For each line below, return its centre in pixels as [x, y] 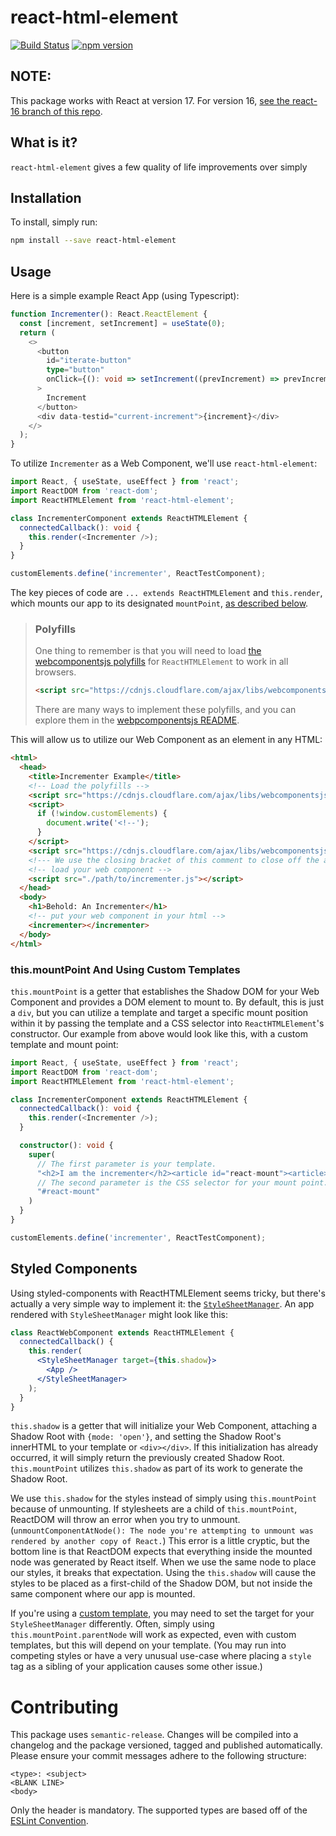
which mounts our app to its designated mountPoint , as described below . [159, 603]
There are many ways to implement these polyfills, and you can [165, 710]
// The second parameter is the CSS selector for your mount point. [182, 1182]
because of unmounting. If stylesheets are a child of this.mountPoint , [154, 1509]
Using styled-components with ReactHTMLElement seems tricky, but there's [168, 1293]
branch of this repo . [62, 111]
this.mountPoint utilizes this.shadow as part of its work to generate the [156, 1468]
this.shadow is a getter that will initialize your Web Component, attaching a [164, 1426]
